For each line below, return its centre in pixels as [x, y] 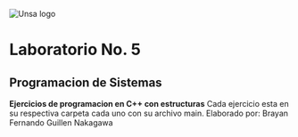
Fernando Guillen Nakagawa [61, 123]
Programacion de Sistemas [86, 82]
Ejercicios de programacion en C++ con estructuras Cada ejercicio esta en [149, 104]
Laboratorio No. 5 [75, 50]
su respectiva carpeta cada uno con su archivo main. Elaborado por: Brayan [149, 113]
